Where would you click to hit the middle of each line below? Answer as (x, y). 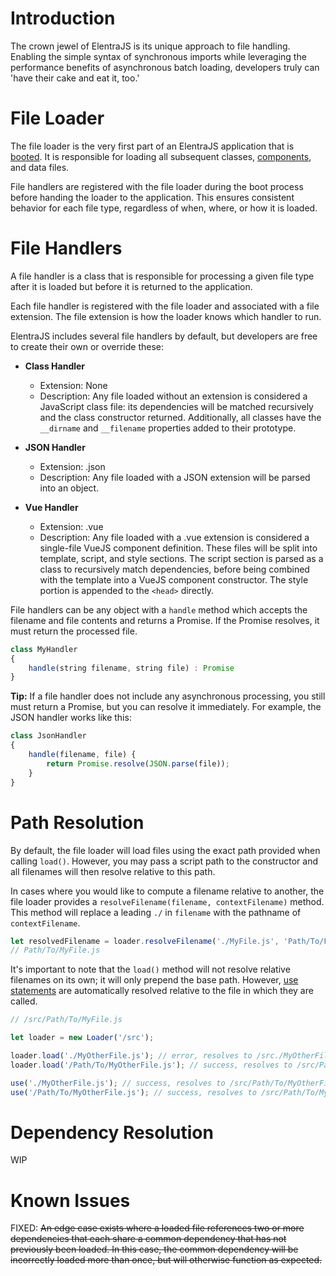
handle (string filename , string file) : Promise (131, 668)
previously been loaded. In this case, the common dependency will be (154, 1249)
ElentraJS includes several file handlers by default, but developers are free (164, 336)
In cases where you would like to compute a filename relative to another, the (167, 891)
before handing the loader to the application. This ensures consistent (152, 197)
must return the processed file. (74, 631)
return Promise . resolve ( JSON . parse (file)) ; (138, 763)
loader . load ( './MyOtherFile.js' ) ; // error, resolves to (131, 1056)
